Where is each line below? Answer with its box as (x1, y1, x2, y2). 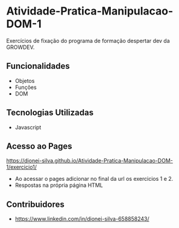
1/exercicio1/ (6, 163, 37, 171)
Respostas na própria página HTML (14, 181, 104, 189)
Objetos (14, 77, 35, 84)
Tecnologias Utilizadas (6, 108, 94, 118)
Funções (14, 83, 37, 91)
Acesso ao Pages (6, 141, 72, 151)
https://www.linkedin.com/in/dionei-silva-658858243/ (14, 215, 149, 223)
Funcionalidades (6, 61, 71, 71)
